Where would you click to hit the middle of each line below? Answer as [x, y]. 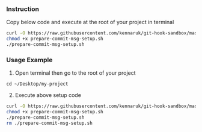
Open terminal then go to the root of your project [75, 73]
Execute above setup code [48, 95]
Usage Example [29, 60]
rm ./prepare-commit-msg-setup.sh [50, 123]
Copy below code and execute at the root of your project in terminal [90, 22]
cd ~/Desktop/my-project [37, 84]
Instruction [23, 9]
